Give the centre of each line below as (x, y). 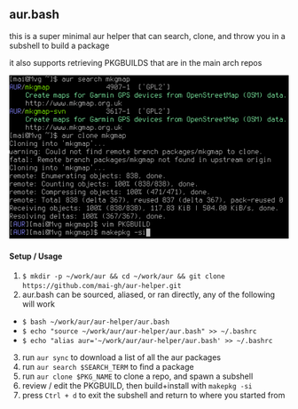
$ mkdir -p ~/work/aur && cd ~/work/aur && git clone (123, 277)
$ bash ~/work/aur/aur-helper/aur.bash (96, 322)
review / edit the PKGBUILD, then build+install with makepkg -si (137, 386)
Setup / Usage (36, 256)
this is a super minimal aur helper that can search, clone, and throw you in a (147, 36)
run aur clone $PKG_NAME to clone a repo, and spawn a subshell (137, 376)
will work (39, 304)
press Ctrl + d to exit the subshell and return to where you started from (153, 396)
